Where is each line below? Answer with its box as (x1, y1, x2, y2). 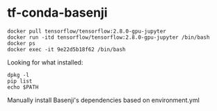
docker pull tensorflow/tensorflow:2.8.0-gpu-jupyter (7, 28, 167, 35)
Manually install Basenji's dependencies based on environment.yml (7, 96, 200, 104)
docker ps (7, 40, 36, 46)
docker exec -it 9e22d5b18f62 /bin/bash (7, 46, 127, 53)
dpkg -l (7, 71, 30, 78)
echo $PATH (7, 83, 39, 91)
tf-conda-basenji (7, 5, 108, 21)
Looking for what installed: (7, 58, 83, 67)
